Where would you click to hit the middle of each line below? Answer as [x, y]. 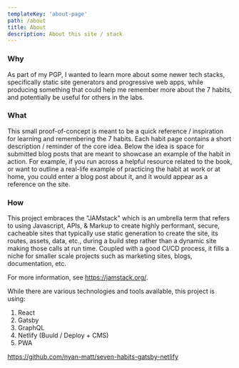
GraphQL [31, 328]
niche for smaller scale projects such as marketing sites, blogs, [100, 256]
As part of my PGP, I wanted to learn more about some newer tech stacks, [116, 74]
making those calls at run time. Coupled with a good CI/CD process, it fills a [118, 249]
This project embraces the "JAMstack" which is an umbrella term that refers [119, 218]
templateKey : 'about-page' [47, 14]
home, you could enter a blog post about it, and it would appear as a [108, 176]
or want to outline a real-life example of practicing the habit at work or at [114, 169]
